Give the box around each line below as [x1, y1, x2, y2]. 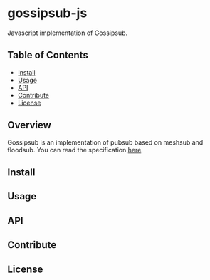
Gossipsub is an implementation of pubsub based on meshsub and [7, 138, 204, 147]
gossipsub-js [7, 5, 88, 21]
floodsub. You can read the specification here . [7, 145, 144, 154]
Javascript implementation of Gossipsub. [7, 28, 128, 37]
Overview [7, 119, 52, 131]
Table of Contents [7, 49, 89, 61]
